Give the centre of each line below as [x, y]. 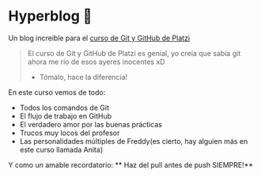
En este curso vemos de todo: [57, 92]
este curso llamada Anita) [61, 149]
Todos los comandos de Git [64, 107]
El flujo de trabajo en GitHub [66, 116]
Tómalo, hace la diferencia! [83, 77]
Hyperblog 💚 [50, 16]
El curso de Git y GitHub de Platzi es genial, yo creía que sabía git [134, 53]
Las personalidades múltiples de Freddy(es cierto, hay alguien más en [134, 141]
